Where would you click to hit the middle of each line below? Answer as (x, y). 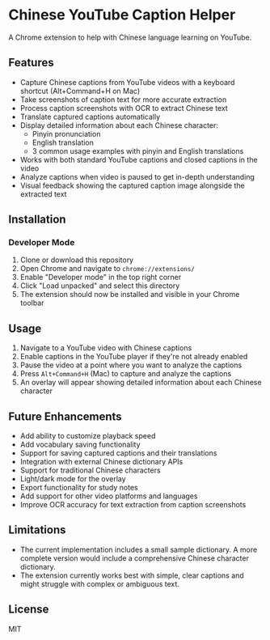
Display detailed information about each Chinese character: (119, 125)
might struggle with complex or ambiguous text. (100, 583)
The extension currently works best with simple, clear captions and (132, 575)
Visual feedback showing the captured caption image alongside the (132, 185)
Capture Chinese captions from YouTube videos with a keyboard (127, 82)
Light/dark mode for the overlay (73, 479)
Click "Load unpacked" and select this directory (100, 286)
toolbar (32, 303)
